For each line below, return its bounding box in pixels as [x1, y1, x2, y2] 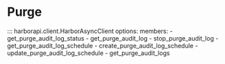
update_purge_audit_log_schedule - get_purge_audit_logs [7, 49, 170, 57]
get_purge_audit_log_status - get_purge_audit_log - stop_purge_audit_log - [7, 34, 219, 42]
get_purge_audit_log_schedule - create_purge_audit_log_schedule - [7, 41, 198, 50]
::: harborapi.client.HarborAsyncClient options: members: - [7, 27, 173, 35]
